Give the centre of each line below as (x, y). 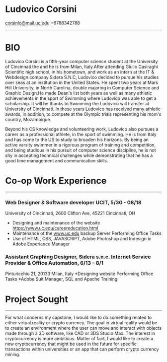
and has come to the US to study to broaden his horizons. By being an (77, 140)
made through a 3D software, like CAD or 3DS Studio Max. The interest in (80, 333)
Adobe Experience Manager (41, 244)
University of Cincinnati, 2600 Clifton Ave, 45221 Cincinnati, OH (70, 213)
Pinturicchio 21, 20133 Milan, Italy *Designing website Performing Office (79, 274)
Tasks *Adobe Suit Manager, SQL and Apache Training (61, 279)
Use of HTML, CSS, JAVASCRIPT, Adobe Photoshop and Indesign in (82, 239)
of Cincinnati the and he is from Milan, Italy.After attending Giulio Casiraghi (82, 67)
